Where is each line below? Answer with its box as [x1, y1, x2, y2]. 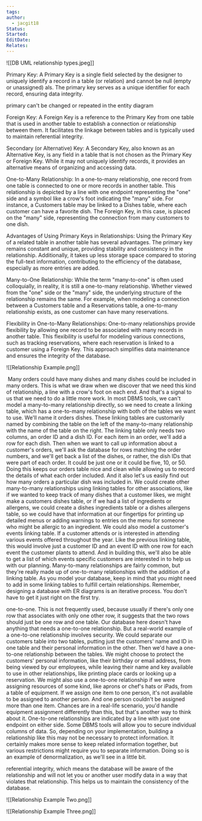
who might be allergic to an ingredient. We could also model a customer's [6, 523, 189, 530]
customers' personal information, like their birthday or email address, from [6, 657, 191, 664]
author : [6, 15, 26, 21]
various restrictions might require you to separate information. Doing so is [6, 747, 190, 754]
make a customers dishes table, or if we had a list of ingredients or [6, 497, 172, 505]
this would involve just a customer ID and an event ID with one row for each [6, 542, 194, 550]
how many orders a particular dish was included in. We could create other [6, 478, 190, 485]
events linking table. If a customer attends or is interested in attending [6, 530, 180, 537]
